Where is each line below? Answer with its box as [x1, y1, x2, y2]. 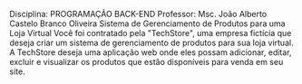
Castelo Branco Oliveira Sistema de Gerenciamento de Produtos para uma [9, 18, 286, 29]
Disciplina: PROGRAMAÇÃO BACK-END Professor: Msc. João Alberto [9, 9, 268, 19]
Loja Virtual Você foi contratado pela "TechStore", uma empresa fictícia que [9, 28, 292, 38]
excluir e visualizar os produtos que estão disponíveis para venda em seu [9, 57, 284, 67]
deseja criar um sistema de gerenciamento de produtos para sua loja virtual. [9, 37, 294, 48]
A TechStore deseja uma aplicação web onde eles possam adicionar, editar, [9, 47, 292, 58]
